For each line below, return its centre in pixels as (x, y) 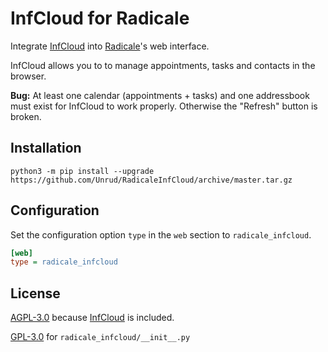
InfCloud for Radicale (100, 18)
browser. (28, 76)
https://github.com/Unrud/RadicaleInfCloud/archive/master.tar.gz (151, 180)
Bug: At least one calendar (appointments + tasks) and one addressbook (160, 95)
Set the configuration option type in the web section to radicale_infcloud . (161, 234)
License (35, 293)
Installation (46, 148)
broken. (26, 116)
